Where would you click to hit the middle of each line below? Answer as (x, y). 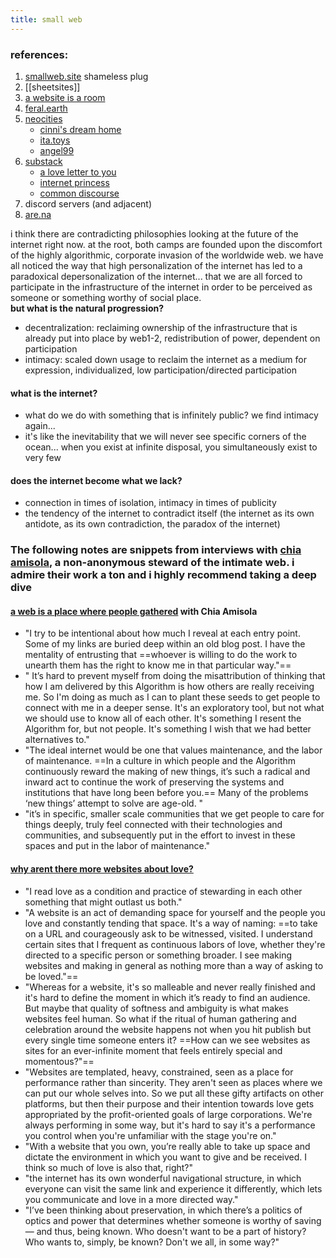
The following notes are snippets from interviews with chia (156, 550)
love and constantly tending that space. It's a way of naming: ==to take (171, 923)
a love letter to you (78, 172)
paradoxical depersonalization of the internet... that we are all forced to (156, 276)
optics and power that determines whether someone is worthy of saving (173, 1220)
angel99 (57, 150)
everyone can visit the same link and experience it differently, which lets (173, 1188)
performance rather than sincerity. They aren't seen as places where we (173, 1082)
